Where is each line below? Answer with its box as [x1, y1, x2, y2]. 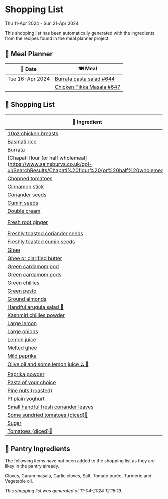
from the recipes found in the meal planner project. [5, 35, 110, 41]
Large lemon [7, 320, 37, 327]
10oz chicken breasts [7, 130, 59, 137]
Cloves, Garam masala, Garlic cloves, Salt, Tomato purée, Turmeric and [5, 473, 152, 479]
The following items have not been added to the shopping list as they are [5, 458, 155, 464]
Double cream [7, 207, 41, 214]
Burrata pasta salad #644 [54, 75, 115, 82]
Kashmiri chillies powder [7, 312, 65, 319]
